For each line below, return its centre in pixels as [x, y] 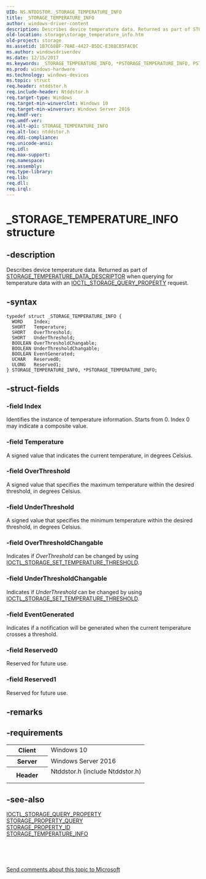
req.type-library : [30, 172]
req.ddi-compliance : [33, 138]
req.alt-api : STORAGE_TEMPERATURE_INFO [57, 126]
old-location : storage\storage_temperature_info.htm [75, 35]
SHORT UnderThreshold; [44, 338]
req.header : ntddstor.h [37, 87]
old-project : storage [34, 41]
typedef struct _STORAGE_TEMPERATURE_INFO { [64, 316]
